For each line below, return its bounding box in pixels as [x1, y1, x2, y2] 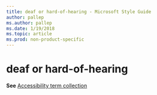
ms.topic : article [6, 31, 52, 37]
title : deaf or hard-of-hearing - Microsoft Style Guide [6, 8, 152, 15]
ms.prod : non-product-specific [6, 36, 84, 42]
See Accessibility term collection [6, 82, 87, 89]
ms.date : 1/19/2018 [6, 25, 55, 32]
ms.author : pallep [6, 20, 52, 26]
